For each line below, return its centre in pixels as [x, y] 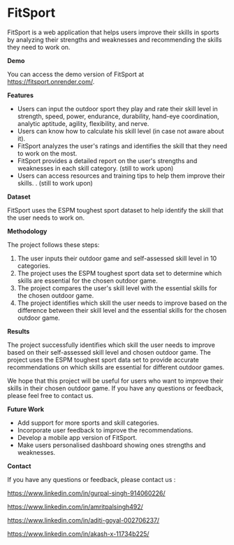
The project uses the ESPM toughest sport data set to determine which [119, 273]
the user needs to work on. [46, 218]
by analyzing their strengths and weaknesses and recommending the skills [115, 39]
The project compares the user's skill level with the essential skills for [117, 288]
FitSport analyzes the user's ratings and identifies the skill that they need [122, 146]
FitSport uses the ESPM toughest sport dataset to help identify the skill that [115, 210]
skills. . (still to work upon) [55, 183]
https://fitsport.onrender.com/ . [51, 81]
